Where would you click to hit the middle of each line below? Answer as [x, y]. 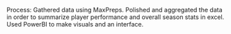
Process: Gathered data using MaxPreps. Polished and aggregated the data [115, 10]
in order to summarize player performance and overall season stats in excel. [115, 17]
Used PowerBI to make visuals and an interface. [75, 24]
